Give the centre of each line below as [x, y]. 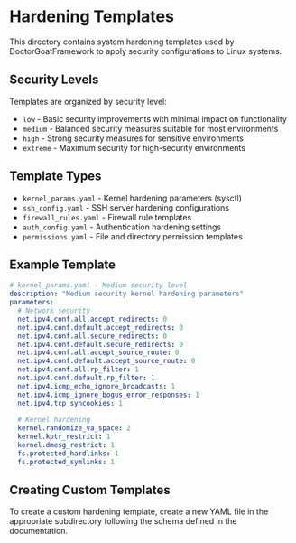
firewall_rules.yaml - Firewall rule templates [107, 217]
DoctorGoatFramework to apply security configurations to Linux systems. [146, 51]
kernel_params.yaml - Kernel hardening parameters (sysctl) [132, 198]
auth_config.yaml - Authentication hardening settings [122, 227]
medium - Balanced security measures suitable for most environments [150, 128]
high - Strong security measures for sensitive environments [133, 138]
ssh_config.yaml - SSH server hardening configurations [126, 207]
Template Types [55, 177]
